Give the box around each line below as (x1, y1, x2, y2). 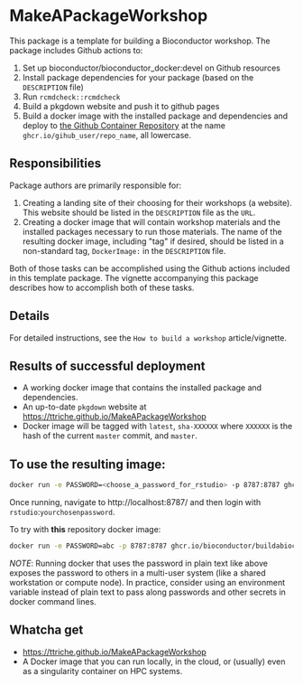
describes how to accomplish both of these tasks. (9, 282, 195, 293)
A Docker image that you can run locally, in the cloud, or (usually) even (22, 656, 286, 667)
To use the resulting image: (9, 456, 166, 472)
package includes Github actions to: (9, 44, 143, 55)
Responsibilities (9, 155, 102, 172)
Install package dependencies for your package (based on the (22, 71, 254, 82)
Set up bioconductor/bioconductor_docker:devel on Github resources (22, 62, 281, 73)
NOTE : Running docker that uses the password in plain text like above (9, 558, 269, 568)
